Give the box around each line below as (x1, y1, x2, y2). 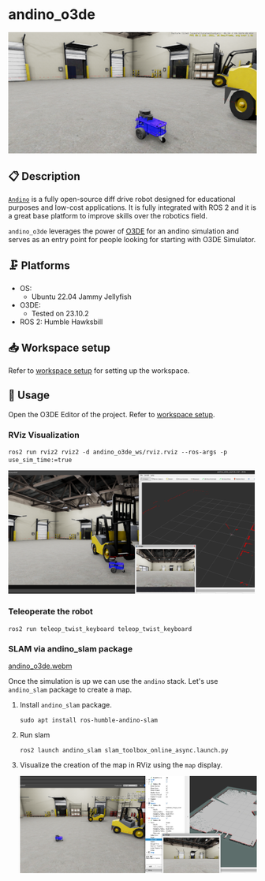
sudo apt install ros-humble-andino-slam (19, 716, 158, 724)
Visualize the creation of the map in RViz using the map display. (19, 760, 223, 770)
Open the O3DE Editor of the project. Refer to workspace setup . (8, 409, 215, 419)
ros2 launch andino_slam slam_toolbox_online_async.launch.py (19, 746, 229, 754)
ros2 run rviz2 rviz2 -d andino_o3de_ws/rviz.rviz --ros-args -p (8, 448, 227, 457)
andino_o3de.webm (8, 661, 73, 670)
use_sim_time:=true (8, 456, 73, 465)
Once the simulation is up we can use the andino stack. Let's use (8, 676, 218, 685)
